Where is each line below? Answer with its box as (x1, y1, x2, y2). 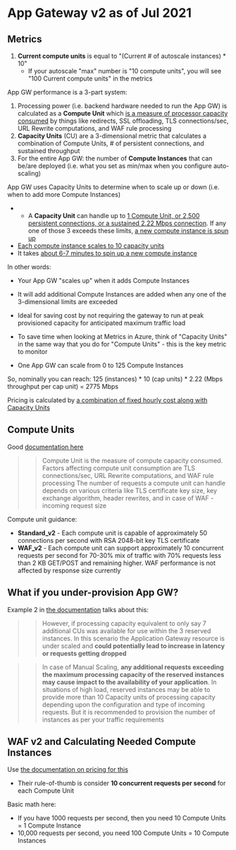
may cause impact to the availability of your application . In (42, 678, 217, 686)
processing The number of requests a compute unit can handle (42, 479, 225, 487)
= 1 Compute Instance (17, 821, 82, 830)
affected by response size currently (17, 566, 121, 575)
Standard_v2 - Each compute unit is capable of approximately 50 (17, 528, 208, 537)
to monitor (17, 347, 48, 356)
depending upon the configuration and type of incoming (42, 700, 206, 709)
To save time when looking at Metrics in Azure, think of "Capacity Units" (17, 333, 228, 340)
